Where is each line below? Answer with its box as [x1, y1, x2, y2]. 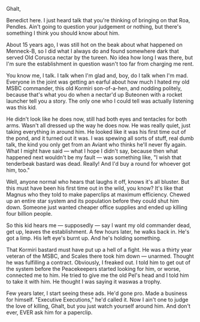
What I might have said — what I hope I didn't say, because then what [6, 147, 178, 154]
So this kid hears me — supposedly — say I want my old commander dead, [6, 222, 192, 229]
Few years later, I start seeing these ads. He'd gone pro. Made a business [6, 290, 187, 297]
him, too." [6, 166, 30, 174]
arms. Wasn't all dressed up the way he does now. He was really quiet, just [6, 122, 191, 129]
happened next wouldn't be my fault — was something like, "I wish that [6, 154, 181, 161]
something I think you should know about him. [6, 29, 120, 37]
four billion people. [6, 210, 53, 217]
